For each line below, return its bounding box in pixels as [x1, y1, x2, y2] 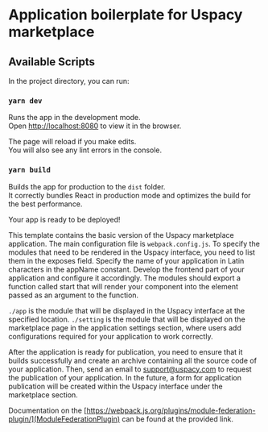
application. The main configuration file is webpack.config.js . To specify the [8, 239, 260, 248]
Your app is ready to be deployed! [8, 214, 121, 224]
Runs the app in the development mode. [8, 113, 141, 123]
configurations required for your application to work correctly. [8, 331, 213, 341]
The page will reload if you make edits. [8, 137, 137, 147]
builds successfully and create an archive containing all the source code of [8, 355, 258, 365]
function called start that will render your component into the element [8, 281, 239, 291]
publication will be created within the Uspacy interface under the [8, 381, 223, 391]
